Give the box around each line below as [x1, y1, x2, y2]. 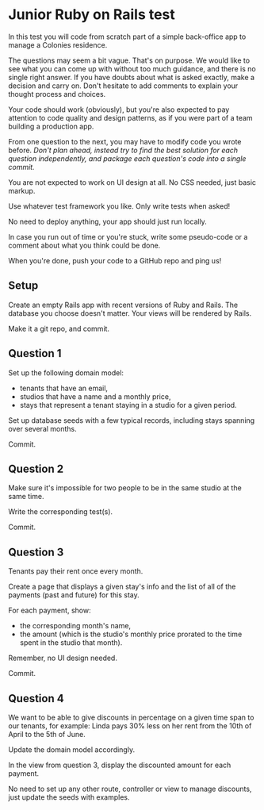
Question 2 [8, 462, 64, 475]
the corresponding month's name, [19, 621, 132, 631]
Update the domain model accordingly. [8, 745, 136, 754]
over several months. [8, 424, 77, 433]
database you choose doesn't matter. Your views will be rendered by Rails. [8, 308, 252, 318]
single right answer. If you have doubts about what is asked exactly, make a [8, 72, 255, 82]
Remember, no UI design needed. [8, 653, 117, 663]
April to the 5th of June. [8, 730, 86, 739]
